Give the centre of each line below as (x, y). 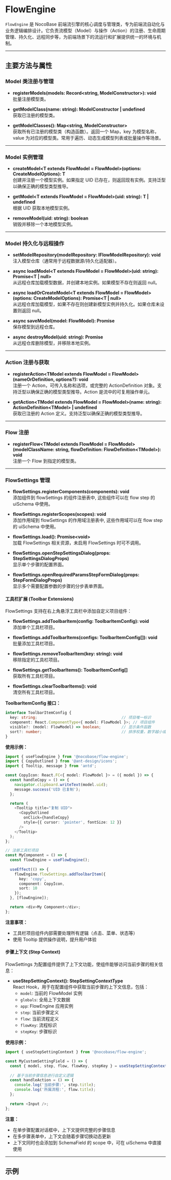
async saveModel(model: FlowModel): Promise (64, 321)
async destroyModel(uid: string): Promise (58, 337)
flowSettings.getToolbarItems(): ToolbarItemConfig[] (70, 670)
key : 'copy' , (33, 879)
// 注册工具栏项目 (22, 850)
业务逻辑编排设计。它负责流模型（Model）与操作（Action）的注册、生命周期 (85, 30)
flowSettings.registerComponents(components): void (71, 492)
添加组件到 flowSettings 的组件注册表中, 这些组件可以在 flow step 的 (84, 497)
